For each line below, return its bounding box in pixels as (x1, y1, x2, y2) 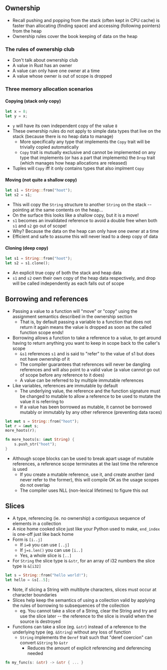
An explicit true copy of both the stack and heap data (12, 270, 122, 276)
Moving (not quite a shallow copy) (5, 177, 77, 183)
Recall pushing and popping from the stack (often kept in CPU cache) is (12, 17, 160, 23)
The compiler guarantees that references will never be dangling (19, 361, 151, 367)
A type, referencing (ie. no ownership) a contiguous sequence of (12, 515, 146, 521)
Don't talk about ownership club (12, 57, 78, 63)
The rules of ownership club (5, 46, 75, 53)
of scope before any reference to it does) (19, 372, 105, 378)
